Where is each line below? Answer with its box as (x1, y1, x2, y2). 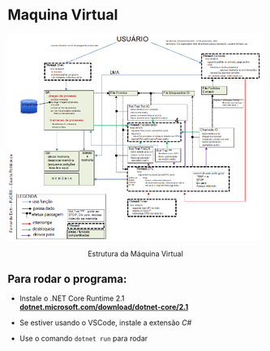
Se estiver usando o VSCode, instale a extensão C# (19, 318, 192, 327)
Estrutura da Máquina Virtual (88, 249, 183, 259)
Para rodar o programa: (7, 272, 127, 285)
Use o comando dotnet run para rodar (19, 334, 148, 344)
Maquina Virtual (7, 6, 118, 24)
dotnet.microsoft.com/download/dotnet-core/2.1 (19, 302, 189, 312)
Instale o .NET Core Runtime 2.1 (19, 293, 125, 303)
